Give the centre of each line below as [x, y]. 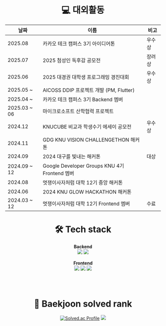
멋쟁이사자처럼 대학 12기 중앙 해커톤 [83, 183]
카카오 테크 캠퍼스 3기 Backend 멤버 [83, 99]
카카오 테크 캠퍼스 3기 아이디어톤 [79, 44]
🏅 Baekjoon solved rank [83, 304]
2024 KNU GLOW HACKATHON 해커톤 [87, 192]
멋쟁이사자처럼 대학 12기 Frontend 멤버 [86, 203]
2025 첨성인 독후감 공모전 [72, 60]
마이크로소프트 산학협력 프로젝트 [78, 111]
